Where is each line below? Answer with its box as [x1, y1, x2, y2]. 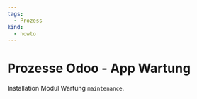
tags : [7, 10, 23, 18]
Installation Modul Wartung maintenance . [7, 84, 125, 93]
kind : [7, 23, 23, 30]
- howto [13, 30, 37, 37]
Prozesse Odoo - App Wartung [7, 61, 191, 76]
